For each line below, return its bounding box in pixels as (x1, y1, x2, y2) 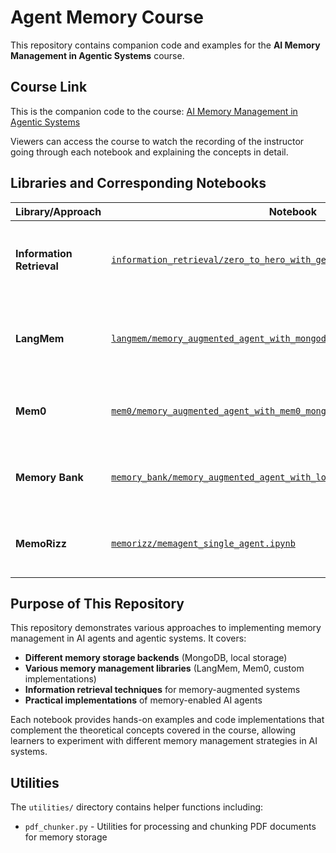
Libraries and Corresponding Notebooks (10, 175, 267, 192)
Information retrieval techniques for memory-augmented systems (24, 684, 301, 696)
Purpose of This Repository (10, 595, 185, 612)
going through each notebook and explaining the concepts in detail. (10, 146, 289, 158)
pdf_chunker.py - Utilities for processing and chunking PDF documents (24, 821, 317, 833)
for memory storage (24, 831, 108, 843)
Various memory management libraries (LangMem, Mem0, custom (24, 662, 305, 675)
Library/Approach (15, 204, 102, 218)
